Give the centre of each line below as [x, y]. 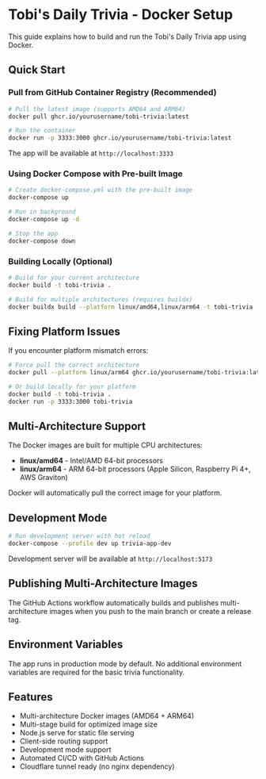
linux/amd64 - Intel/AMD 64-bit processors [91, 461]
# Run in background [42, 212]
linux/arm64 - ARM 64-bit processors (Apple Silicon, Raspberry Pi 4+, [135, 469]
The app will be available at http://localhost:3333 [91, 153]
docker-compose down [42, 241]
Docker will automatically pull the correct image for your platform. [115, 493]
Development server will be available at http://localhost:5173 [110, 559]
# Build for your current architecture [74, 278]
